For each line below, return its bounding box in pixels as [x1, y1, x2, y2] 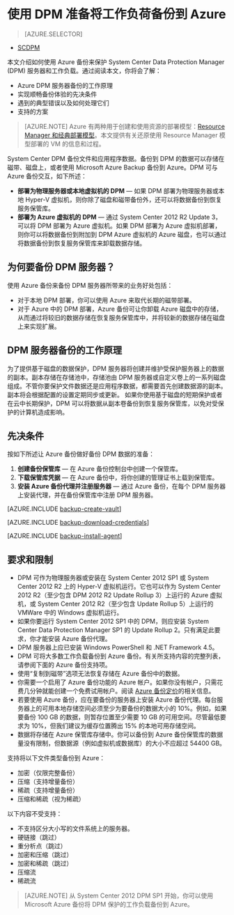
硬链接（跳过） [17, 833, 61, 842]
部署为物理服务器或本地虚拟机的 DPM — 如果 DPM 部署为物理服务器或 [17, 186, 219, 195]
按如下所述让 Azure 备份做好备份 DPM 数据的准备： [7, 450, 155, 459]
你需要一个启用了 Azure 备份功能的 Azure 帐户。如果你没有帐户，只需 [17, 678, 217, 686]
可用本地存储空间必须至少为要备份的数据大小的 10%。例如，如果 [41, 705, 228, 713]
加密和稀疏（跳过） [17, 859, 73, 868]
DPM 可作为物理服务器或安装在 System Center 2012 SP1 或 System [17, 574, 210, 582]
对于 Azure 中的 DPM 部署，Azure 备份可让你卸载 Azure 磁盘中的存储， [17, 305, 223, 313]
